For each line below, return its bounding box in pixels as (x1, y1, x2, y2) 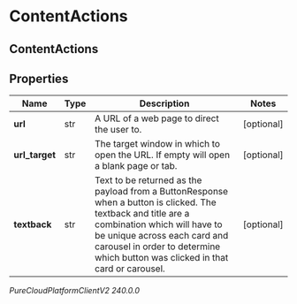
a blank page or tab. (94, 160, 178, 172)
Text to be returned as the (94, 174, 202, 186)
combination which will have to (94, 218, 223, 231)
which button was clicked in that (94, 252, 229, 264)
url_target (13, 148, 56, 161)
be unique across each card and (94, 230, 229, 242)
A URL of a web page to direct (94, 112, 219, 125)
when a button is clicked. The (94, 196, 217, 209)
